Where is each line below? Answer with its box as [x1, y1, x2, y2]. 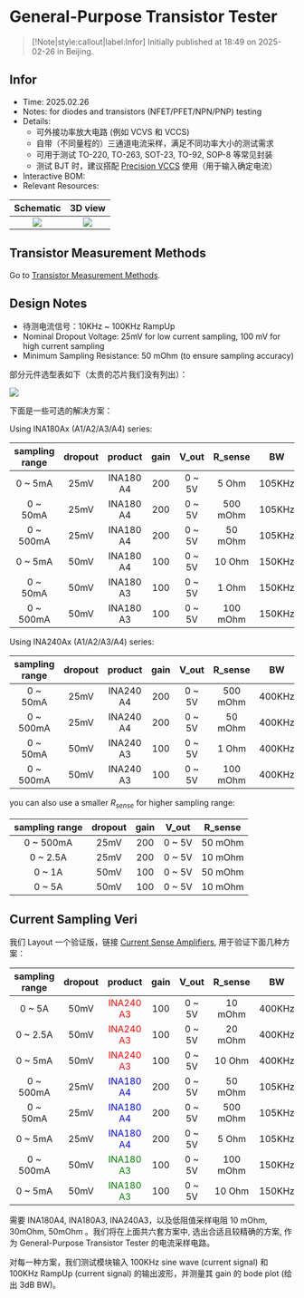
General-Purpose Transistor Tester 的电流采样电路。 [19, 1237, 215, 1248]
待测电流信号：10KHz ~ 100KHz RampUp [22, 321, 176, 332]
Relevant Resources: [22, 179, 100, 191]
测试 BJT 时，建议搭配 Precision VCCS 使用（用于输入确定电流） [35, 160, 278, 171]
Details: [22, 115, 52, 126]
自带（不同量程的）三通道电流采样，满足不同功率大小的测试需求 [35, 138, 274, 149]
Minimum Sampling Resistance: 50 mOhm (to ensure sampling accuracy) [22, 351, 294, 362]
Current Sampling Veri [9, 911, 138, 926]
